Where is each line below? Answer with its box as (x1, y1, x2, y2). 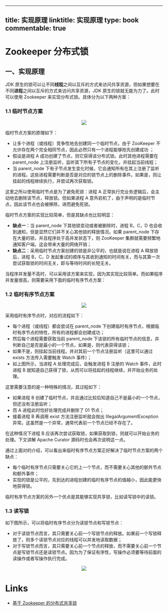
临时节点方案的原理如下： (5, 129, 58, 135)
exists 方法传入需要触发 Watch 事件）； (12, 354, 92, 360)
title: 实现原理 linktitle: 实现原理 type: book (5, 16, 139, 25)
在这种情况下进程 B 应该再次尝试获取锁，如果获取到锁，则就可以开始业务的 (5, 430, 160, 436)
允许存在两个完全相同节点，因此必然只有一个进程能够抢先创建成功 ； (12, 146, 154, 152)
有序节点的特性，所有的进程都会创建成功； (16, 329, 105, 335)
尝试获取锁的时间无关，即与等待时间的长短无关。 (12, 260, 113, 266)
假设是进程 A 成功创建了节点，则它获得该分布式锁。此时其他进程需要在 (12, 152, 158, 159)
